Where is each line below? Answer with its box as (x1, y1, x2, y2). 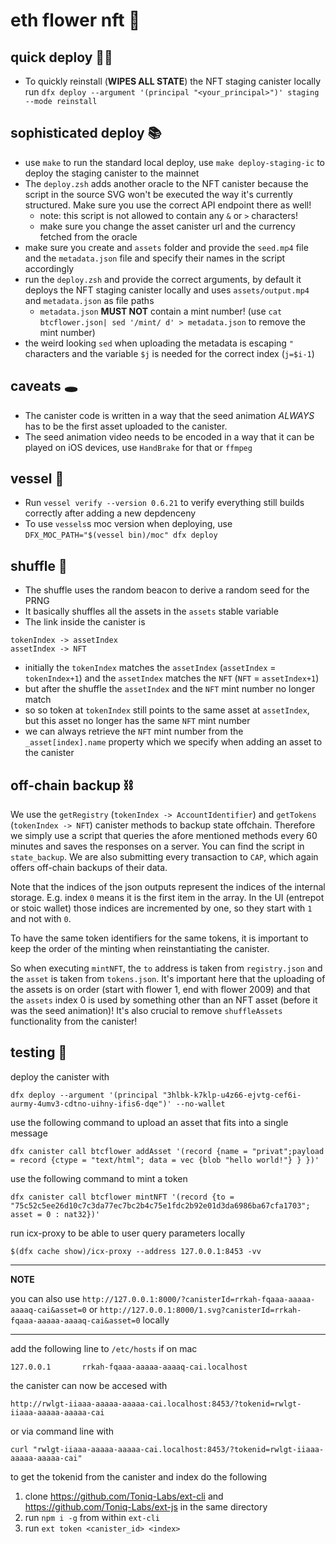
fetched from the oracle (39, 230, 138, 243)
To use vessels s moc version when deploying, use (24, 518, 233, 530)
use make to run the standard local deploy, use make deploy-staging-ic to (24, 156, 325, 168)
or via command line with (10, 1425, 115, 1437)
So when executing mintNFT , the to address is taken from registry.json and (10, 962, 323, 974)
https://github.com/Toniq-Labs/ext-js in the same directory (24, 1500, 268, 1513)
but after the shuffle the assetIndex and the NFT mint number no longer (24, 683, 316, 695)
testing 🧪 (10, 1044, 68, 1061)
